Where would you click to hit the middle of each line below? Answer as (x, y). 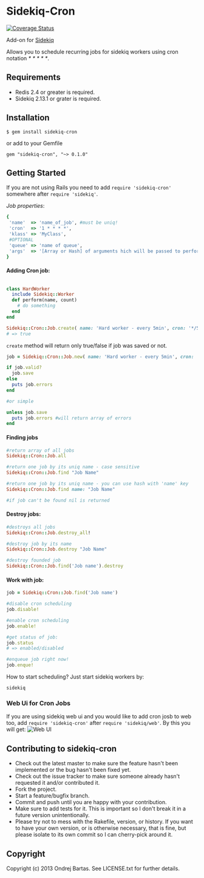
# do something (36, 306)
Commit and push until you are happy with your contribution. (91, 802)
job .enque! (20, 665)
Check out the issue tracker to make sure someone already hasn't (97, 776)
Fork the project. (36, 789)
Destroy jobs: (24, 514)
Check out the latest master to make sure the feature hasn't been (97, 763)
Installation (28, 118)
